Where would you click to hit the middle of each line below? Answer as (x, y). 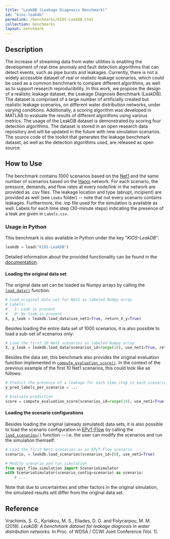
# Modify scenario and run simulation (46, 463)
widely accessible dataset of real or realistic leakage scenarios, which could (85, 78)
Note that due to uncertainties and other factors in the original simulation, (82, 487)
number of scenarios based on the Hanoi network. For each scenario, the (82, 181)
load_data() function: (28, 291)
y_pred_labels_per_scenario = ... (42, 388)
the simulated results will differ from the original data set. (65, 493)
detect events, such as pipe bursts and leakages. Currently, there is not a (81, 72)
